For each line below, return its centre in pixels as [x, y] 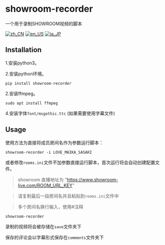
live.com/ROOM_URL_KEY [45, 185]
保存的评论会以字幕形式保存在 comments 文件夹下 [55, 237]
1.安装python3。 [22, 63]
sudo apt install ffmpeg [32, 103]
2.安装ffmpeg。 [22, 93]
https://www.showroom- [93, 180]
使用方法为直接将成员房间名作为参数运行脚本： [54, 142]
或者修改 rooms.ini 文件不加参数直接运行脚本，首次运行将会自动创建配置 [80, 162]
